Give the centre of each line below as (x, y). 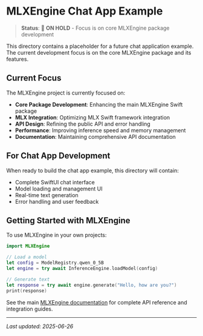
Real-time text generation (47, 195)
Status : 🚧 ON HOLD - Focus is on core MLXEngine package (95, 28)
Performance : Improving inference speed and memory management (100, 130)
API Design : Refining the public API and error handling (83, 124)
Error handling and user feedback (57, 201)
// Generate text (28, 279)
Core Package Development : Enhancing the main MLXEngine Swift (99, 104)
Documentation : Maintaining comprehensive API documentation (95, 136)
